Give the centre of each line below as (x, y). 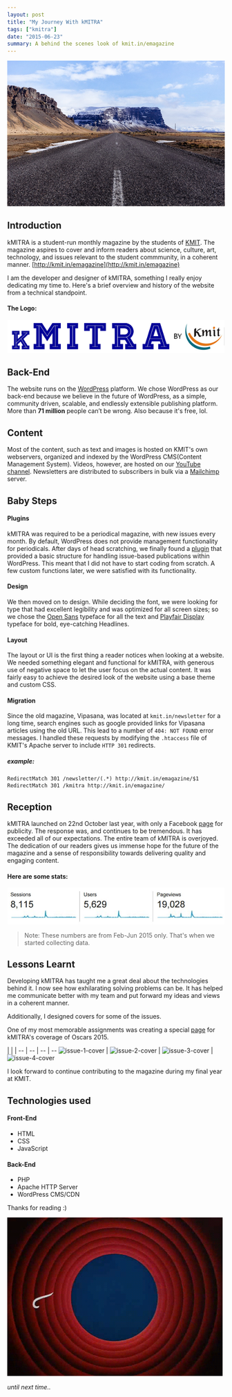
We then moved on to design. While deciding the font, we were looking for (113, 602)
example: (21, 762)
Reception (30, 807)
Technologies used (49, 1101)
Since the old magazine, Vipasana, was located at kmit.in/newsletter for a (114, 716)
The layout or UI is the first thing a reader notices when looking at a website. (116, 656)
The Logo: (22, 308)
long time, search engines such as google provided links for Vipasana (106, 723)
